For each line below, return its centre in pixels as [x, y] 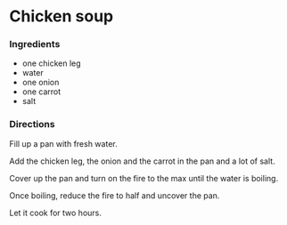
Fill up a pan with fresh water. [63, 143]
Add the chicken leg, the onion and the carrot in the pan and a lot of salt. [142, 161]
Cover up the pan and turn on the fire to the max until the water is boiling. [144, 178]
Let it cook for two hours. [56, 213]
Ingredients [35, 44]
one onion [41, 83]
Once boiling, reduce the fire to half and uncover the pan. [115, 195]
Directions [32, 125]
